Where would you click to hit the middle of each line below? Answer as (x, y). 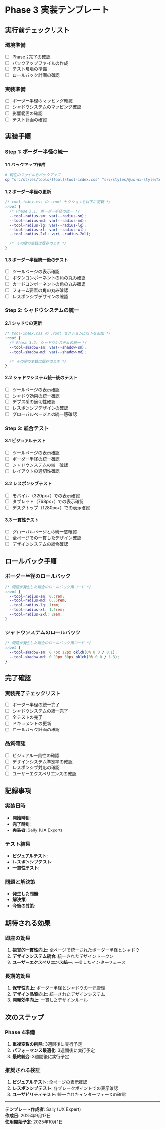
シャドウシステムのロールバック (43, 632)
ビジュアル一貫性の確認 (36, 755)
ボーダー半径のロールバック (38, 576)
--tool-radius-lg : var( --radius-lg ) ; (48, 225)
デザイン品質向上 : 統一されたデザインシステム (59, 994)
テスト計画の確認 (29, 119)
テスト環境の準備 (29, 69)
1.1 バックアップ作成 (25, 164)
